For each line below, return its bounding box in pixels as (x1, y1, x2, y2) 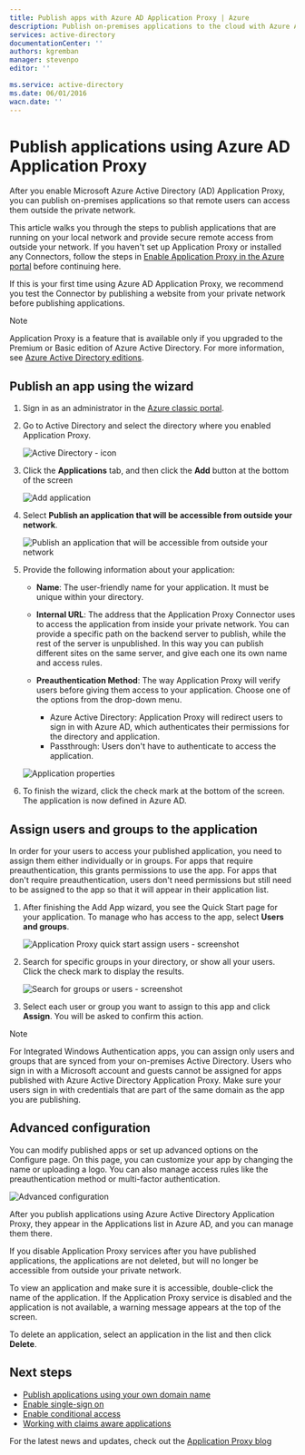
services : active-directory (9, 30, 116, 39)
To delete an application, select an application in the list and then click (9, 1329, 272, 1340)
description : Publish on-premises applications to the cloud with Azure (9, 22, 290, 31)
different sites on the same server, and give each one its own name (35, 648, 288, 659)
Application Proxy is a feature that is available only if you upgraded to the (9, 333, 283, 344)
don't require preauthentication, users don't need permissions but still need (9, 875, 292, 886)
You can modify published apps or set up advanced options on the (9, 1145, 259, 1155)
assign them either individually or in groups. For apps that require (9, 855, 254, 867)
